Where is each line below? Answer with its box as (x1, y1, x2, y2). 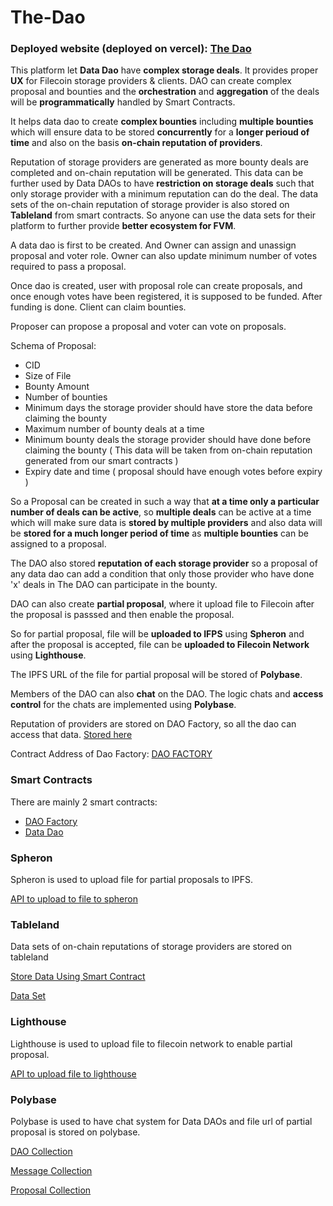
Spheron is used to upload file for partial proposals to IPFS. (10, 874, 253, 886)
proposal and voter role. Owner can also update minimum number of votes (10, 250, 318, 262)
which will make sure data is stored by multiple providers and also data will (10, 517, 323, 529)
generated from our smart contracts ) (24, 455, 179, 467)
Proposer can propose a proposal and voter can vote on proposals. (10, 321, 287, 333)
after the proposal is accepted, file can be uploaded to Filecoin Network (10, 639, 310, 651)
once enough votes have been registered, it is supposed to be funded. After (10, 291, 323, 303)
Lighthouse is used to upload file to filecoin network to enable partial (10, 1037, 293, 1050)
